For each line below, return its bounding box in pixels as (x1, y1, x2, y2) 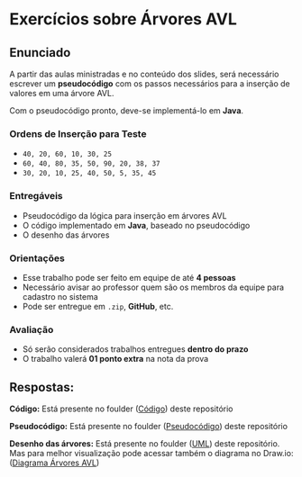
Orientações (9, 252, 65, 265)
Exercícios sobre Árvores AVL (9, 9, 237, 30)
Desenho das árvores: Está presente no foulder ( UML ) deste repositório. (9, 438, 280, 449)
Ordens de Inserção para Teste (9, 127, 147, 139)
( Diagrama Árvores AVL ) (9, 457, 100, 468)
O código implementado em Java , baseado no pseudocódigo (22, 220, 251, 230)
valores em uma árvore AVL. (9, 88, 114, 98)
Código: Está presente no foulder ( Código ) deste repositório (9, 403, 233, 414)
